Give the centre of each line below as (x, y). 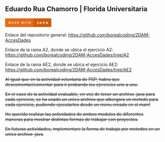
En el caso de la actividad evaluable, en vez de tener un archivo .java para (80, 94)
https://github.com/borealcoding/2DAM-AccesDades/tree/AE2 (68, 70)
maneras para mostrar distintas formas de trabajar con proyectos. (72, 119)
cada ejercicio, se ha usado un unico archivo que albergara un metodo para (82, 100)
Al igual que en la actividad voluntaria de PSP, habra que (62, 79)
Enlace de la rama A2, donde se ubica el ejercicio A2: (59, 50)
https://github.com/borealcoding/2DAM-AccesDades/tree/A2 (67, 55)
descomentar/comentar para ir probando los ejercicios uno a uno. (72, 85)
